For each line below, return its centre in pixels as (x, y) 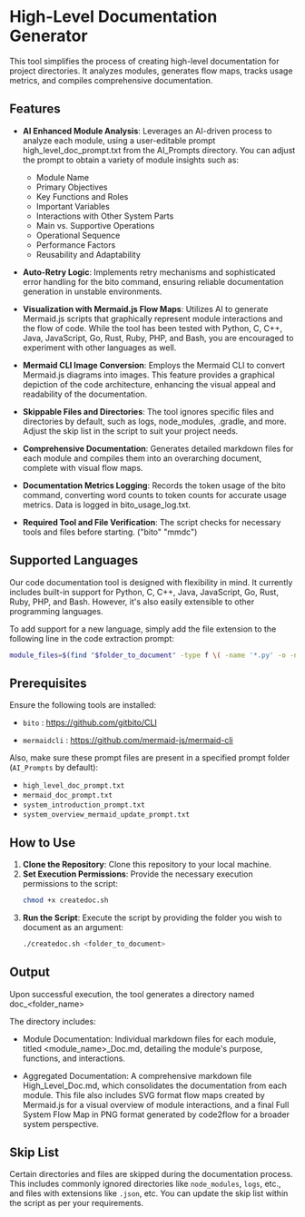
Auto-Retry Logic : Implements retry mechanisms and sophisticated (149, 272)
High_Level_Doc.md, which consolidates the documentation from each (155, 1085)
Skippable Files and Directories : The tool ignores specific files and (148, 411)
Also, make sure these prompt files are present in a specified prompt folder (150, 758)
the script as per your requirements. (77, 1203)
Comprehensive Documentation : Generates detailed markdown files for (158, 448)
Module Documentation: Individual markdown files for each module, (149, 1039)
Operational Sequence (78, 235)
